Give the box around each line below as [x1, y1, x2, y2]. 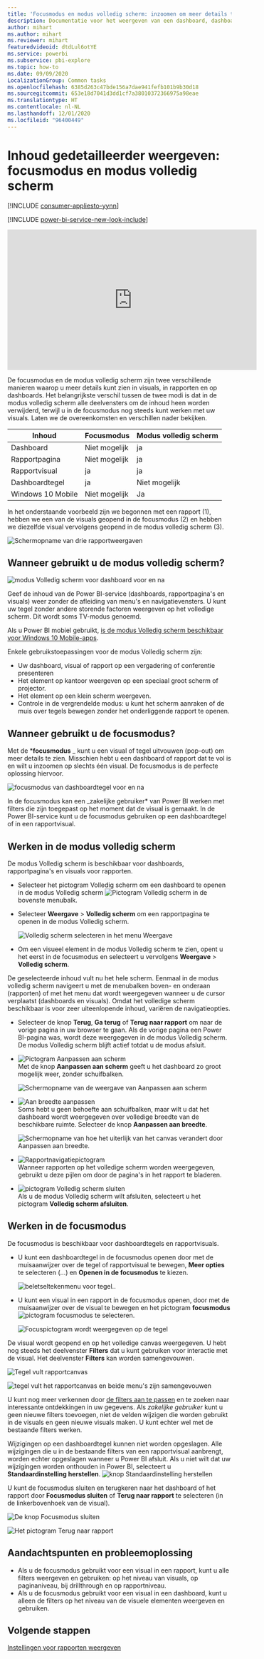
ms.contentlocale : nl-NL [7, 103, 81, 111]
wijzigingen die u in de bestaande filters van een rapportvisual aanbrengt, [7, 1446, 223, 1456]
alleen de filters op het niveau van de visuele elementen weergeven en [17, 1596, 226, 1605]
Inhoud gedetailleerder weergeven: [7, 147, 221, 163]
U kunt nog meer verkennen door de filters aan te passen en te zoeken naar [7, 1395, 230, 1404]
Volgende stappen [7, 1625, 91, 1637]
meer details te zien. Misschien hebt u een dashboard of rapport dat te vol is [7, 754, 231, 763]
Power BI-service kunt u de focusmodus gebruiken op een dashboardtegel [7, 812, 226, 821]
